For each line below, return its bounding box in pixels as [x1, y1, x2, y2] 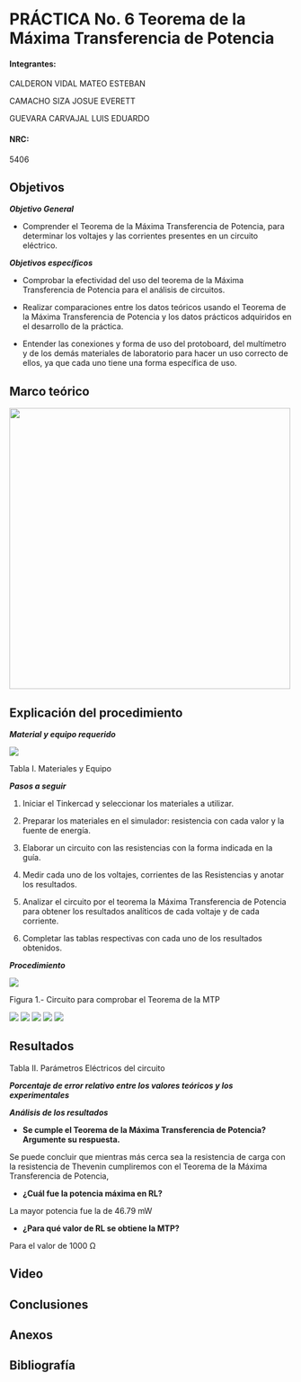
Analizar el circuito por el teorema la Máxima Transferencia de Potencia [22, 896, 287, 907]
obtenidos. [22, 942, 63, 953]
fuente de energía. [22, 825, 92, 836]
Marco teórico [9, 383, 90, 399]
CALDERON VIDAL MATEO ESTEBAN [9, 78, 146, 89]
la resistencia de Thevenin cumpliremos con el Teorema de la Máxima [9, 1161, 268, 1172]
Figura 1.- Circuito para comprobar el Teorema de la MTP [9, 994, 220, 1005]
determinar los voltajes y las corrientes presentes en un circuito [22, 230, 259, 242]
